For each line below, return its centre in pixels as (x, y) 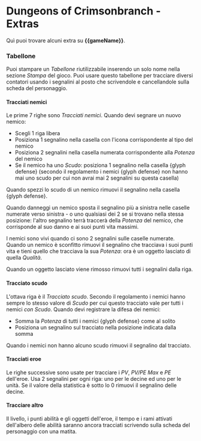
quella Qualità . (24, 258)
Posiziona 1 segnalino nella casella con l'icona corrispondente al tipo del (104, 140)
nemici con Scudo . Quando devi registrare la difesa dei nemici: (83, 309)
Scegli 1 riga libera (37, 133)
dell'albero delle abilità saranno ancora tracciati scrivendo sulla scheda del (98, 425)
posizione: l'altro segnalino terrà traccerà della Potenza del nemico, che (95, 221)
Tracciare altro (25, 405)
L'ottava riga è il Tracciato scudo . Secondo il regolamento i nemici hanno (96, 296)
